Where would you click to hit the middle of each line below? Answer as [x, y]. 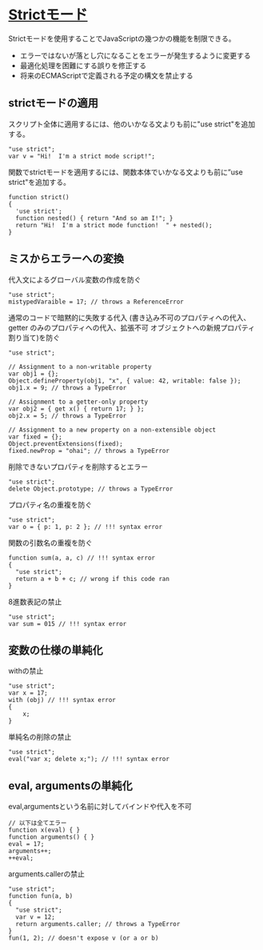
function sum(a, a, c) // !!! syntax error [82, 558]
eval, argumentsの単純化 [71, 786]
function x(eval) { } [44, 830]
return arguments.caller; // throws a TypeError [98, 924]
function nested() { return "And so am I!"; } [94, 218]
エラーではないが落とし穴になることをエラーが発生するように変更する [135, 55]
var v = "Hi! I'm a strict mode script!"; [82, 156]
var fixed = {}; [35, 437]
